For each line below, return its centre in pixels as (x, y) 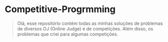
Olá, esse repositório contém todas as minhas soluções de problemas (90, 23)
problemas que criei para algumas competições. (68, 34)
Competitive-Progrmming (60, 9)
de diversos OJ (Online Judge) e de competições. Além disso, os (85, 28)
